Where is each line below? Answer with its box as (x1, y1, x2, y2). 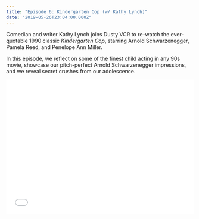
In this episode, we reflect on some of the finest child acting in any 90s (6, 55, 181, 62)
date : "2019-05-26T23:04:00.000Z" (6, 14, 92, 20)
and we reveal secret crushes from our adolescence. (6, 67, 136, 75)
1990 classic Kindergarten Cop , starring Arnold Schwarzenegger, (29, 37, 189, 44)
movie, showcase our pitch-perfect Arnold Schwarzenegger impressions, (6, 61, 186, 69)
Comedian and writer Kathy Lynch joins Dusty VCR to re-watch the (6, 30, 170, 38)
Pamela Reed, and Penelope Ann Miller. (6, 43, 103, 51)
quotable (6, 37, 28, 44)
